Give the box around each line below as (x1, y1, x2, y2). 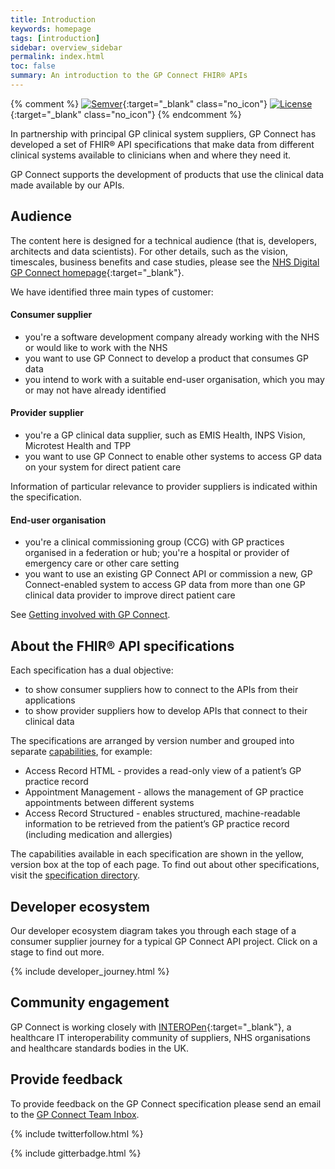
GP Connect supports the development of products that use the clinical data (10, 168, 325, 180)
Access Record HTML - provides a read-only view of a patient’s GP (24, 765, 302, 777)
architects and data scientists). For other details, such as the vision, (10, 245, 289, 257)
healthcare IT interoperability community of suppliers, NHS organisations (10, 1031, 311, 1043)
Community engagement (10, 994, 170, 1011)
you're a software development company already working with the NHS (24, 331, 320, 343)
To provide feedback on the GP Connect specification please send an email (10, 1097, 322, 1110)
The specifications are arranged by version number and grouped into (10, 735, 295, 747)
